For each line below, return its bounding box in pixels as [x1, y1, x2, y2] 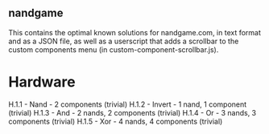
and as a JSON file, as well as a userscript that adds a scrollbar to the [8, 36, 239, 46]
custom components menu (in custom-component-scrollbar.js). [8, 44, 219, 55]
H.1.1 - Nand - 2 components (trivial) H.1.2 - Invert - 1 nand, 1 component [8, 99, 247, 109]
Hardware [8, 73, 76, 91]
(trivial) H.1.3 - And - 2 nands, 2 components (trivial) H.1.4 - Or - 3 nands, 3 [8, 108, 256, 117]
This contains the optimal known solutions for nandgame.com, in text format [8, 27, 262, 37]
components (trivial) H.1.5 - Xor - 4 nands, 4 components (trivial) [8, 116, 223, 126]
